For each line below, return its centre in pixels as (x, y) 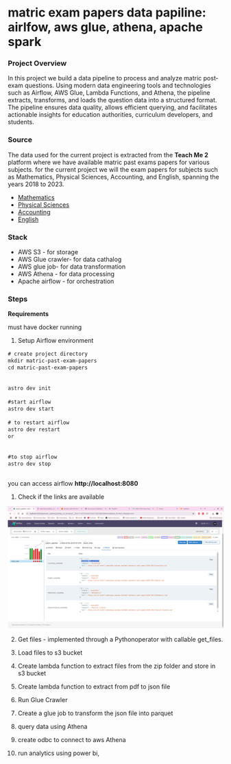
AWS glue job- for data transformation (72, 267)
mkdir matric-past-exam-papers (52, 361)
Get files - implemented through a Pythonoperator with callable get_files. (120, 639)
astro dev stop (29, 464)
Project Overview (37, 63)
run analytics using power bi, (59, 753)
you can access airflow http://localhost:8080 (73, 484)
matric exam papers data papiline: (107, 13)
